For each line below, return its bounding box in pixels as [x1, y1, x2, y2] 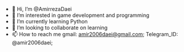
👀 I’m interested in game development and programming [11, 12, 150, 19]
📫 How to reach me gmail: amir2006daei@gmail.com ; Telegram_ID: [11, 31, 178, 37]
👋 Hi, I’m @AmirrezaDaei [11, 6, 72, 12]
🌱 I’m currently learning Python [11, 18, 88, 25]
